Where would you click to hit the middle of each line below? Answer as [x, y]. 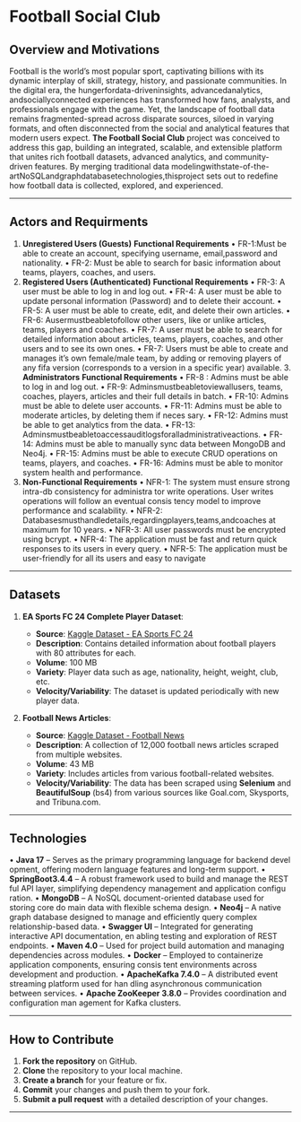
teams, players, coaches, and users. [89, 272]
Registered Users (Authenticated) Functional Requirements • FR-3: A [154, 282]
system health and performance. [82, 472]
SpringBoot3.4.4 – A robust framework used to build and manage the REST [149, 879]
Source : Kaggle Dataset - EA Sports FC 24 [114, 633]
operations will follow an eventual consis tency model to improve [142, 500]
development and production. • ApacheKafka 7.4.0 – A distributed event [144, 974]
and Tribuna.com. [68, 802]
